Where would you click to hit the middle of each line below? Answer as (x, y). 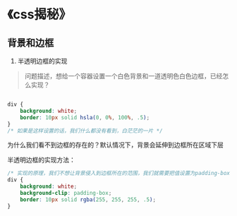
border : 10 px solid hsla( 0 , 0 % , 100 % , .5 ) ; (85, 117)
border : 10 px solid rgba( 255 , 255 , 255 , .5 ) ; (88, 199)
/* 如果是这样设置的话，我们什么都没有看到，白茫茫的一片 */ (85, 131)
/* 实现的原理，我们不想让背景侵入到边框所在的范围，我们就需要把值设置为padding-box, (120, 174)
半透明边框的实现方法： (41, 160)
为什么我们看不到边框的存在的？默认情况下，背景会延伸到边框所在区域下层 (115, 145)
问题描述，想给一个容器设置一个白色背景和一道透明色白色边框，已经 (123, 76)
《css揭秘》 (39, 14)
